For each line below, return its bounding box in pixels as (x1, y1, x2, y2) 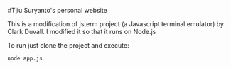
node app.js (7, 55, 43, 62)
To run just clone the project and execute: (7, 41, 129, 49)
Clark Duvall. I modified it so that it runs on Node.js (7, 28, 156, 36)
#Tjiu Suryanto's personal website (7, 6, 108, 14)
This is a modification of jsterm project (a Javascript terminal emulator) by (7, 20, 224, 28)
